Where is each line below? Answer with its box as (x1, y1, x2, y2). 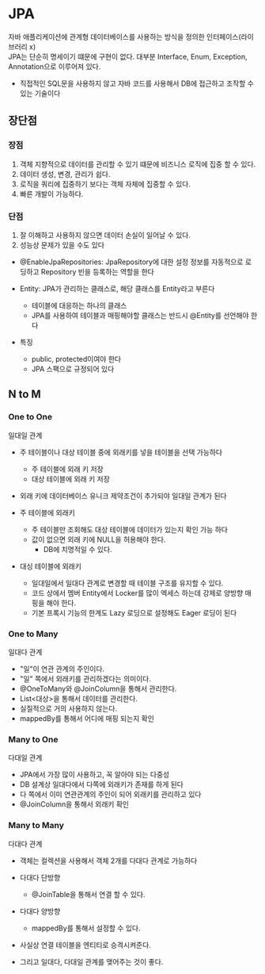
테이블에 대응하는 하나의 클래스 (31, 301, 127, 310)
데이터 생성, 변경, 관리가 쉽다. (19, 169, 111, 178)
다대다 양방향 (19, 906, 61, 916)
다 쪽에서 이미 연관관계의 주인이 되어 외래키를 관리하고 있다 (19, 790, 202, 800)
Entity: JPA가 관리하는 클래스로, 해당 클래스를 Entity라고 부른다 (19, 283, 215, 293)
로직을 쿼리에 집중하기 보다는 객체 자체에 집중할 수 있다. (19, 179, 191, 189)
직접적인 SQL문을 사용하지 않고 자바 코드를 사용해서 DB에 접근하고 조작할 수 (19, 79, 255, 88)
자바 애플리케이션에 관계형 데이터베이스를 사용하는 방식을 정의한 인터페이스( (8, 32, 241, 41)
